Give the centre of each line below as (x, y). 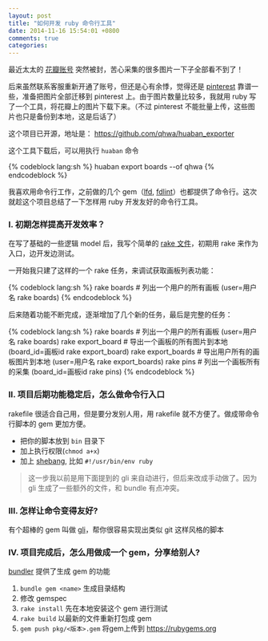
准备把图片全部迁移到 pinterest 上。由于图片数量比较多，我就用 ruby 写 (139, 96)
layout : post (30, 16)
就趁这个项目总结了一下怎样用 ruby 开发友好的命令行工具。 (105, 202)
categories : (28, 46)
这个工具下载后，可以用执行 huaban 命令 (74, 151)
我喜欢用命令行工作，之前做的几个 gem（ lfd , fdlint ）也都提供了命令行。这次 (133, 192)
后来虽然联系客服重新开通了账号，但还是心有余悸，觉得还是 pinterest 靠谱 (130, 87)
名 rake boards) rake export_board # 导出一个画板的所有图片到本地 (118, 342)
